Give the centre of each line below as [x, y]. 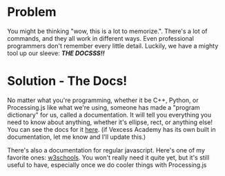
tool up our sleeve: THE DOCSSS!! [56, 53]
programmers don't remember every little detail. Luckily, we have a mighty [113, 46]
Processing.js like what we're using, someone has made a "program [104, 107]
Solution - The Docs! [67, 81]
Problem [32, 12]
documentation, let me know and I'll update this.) [77, 137]
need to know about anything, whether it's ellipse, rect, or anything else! [110, 122]
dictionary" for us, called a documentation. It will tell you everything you [109, 115]
